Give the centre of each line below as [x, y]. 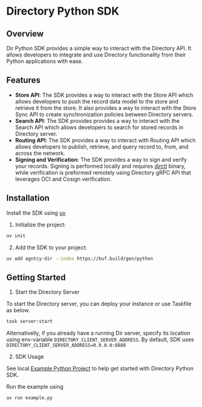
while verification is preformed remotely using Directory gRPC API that [103, 172]
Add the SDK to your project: [51, 247]
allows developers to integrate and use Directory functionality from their [96, 55]
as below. [18, 310]
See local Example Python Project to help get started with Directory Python [100, 369]
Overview [25, 34]
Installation [28, 198]
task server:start [29, 322]
